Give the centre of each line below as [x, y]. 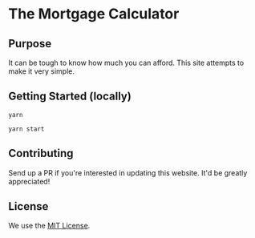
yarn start [26, 129]
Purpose [30, 44]
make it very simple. [41, 71]
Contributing [41, 153]
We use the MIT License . [49, 226]
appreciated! [29, 181]
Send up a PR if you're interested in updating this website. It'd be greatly [128, 172]
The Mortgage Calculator [94, 14]
